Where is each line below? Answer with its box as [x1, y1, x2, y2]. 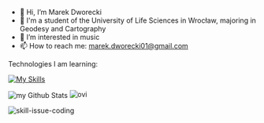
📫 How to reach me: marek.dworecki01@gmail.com [19, 42, 189, 50]
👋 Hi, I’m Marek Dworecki [19, 8, 102, 16]
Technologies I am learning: [8, 60, 99, 68]
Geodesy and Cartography [19, 24, 106, 33]
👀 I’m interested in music [19, 32, 100, 42]
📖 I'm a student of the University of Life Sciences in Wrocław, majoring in [19, 16, 256, 25]
